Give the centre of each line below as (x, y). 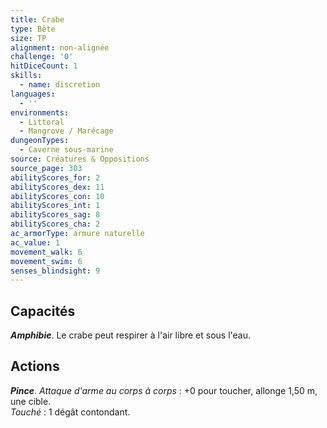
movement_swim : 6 (46, 261)
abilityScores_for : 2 (55, 177)
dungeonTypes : (40, 141)
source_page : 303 (46, 168)
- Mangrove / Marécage (66, 131)
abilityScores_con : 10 (57, 196)
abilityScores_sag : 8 (55, 215)
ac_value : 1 (35, 242)
